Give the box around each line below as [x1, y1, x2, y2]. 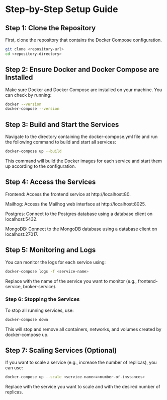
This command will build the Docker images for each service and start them [5, 158, 162, 164]
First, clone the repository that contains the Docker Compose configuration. [5, 37, 162, 43]
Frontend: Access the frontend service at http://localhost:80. [5, 191, 131, 197]
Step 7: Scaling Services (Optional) [5, 346, 117, 355]
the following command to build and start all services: [5, 139, 117, 145]
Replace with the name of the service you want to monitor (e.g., [5, 278, 137, 284]
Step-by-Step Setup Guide [5, 4, 118, 15]
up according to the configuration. [5, 163, 76, 169]
